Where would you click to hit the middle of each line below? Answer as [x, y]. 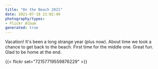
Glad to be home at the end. [33, 52]
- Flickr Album [21, 23]
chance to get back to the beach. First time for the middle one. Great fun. [79, 47]
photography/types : [25, 19]
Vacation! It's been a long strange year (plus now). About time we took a [78, 42]
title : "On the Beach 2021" [34, 10]
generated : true [22, 28]
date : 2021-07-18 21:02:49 [33, 14]
